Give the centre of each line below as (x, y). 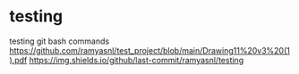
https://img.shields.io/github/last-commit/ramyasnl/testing (137, 60)
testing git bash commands (60, 41)
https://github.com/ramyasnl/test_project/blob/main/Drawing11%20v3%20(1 (150, 50)
